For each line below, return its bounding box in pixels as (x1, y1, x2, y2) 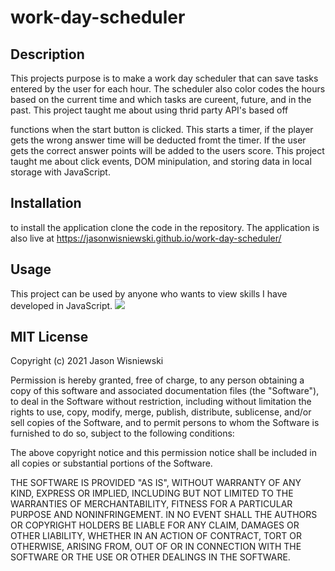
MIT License (10, 329, 89, 346)
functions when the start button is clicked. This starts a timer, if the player (10, 124, 314, 135)
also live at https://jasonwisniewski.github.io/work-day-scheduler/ (10, 232, 282, 244)
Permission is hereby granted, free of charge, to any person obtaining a (10, 374, 305, 386)
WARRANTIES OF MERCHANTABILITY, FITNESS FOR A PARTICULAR (10, 498, 293, 510)
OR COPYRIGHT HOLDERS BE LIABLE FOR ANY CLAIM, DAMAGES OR (10, 519, 300, 531)
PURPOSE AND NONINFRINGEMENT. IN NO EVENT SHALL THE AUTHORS (10, 509, 318, 521)
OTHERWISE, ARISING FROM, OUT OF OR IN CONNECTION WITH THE (10, 541, 302, 553)
